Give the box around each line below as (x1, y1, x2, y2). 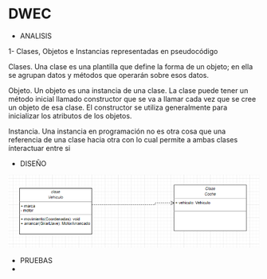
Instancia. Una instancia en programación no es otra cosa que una (8, 126, 226, 136)
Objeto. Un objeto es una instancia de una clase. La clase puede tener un (8, 85, 249, 95)
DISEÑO (19, 158, 47, 168)
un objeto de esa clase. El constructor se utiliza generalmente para (8, 103, 228, 112)
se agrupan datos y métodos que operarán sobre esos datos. (8, 70, 210, 79)
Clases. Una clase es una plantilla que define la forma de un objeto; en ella (8, 61, 253, 72)
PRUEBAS (19, 256, 53, 265)
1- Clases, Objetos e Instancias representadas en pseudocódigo (8, 46, 218, 56)
